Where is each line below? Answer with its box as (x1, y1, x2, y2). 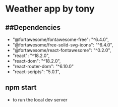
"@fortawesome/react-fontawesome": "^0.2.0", (12, 47, 111, 53)
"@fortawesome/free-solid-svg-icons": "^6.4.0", (12, 42, 113, 48)
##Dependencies (5, 23, 61, 32)
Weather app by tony (5, 3, 95, 15)
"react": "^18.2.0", (12, 52, 50, 59)
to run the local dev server (12, 96, 68, 102)
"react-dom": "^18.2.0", (12, 58, 61, 64)
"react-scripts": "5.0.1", (12, 69, 61, 75)
